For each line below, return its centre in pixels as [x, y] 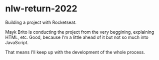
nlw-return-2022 [41, 9]
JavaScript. [17, 42]
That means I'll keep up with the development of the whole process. [75, 52]
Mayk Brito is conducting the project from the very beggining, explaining [80, 32]
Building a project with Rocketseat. [41, 22]
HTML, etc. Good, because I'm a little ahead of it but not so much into [77, 37]
